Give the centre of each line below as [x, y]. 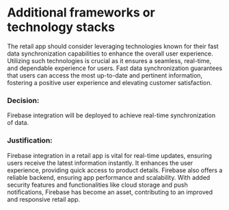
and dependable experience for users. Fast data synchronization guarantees [115, 68]
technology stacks [61, 27]
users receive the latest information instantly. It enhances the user [100, 163]
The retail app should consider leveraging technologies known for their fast [113, 46]
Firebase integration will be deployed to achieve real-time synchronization [111, 115]
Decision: [23, 100]
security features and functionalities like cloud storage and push [97, 185]
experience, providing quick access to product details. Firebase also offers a [115, 170]
